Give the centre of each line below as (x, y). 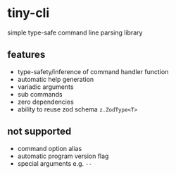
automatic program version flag (63, 156)
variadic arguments (45, 87)
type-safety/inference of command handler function (93, 71)
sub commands (40, 94)
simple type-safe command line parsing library (75, 32)
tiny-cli (29, 13)
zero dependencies (45, 102)
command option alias (50, 148)
